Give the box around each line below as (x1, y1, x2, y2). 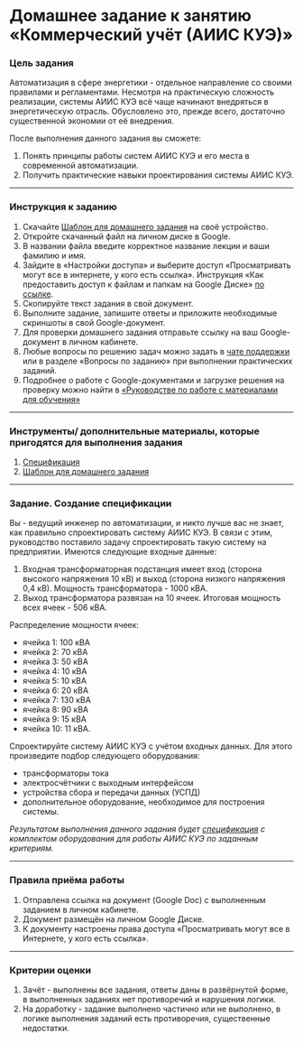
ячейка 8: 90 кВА (22, 705, 88, 715)
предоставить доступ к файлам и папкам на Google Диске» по (22, 279, 265, 290)
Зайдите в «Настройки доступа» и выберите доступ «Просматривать (22, 259, 291, 271)
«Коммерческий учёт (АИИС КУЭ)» (9, 24, 293, 45)
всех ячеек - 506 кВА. (22, 602, 108, 613)
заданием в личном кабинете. (22, 904, 139, 915)
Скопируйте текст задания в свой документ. (22, 298, 194, 309)
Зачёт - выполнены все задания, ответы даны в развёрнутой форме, (22, 984, 289, 995)
